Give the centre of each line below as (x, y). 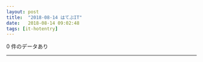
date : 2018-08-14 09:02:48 (43, 23)
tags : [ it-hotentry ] (32, 29)
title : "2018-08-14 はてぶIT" (44, 17)
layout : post (23, 12)
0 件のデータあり (27, 46)
